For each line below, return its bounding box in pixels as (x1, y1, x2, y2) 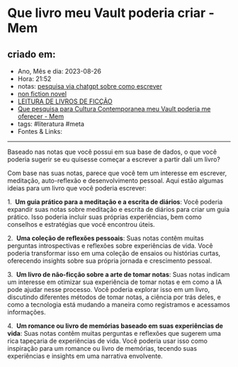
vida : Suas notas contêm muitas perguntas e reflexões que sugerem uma (7, 329, 222, 337)
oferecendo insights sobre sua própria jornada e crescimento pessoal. (7, 256, 212, 265)
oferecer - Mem (17, 112, 64, 120)
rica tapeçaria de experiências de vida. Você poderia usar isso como (7, 337, 208, 345)
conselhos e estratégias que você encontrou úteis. (7, 220, 155, 228)
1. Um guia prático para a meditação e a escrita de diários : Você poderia (7, 198, 223, 206)
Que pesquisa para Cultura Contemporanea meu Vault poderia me (17, 105, 211, 113)
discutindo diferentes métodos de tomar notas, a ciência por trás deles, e (7, 293, 221, 301)
